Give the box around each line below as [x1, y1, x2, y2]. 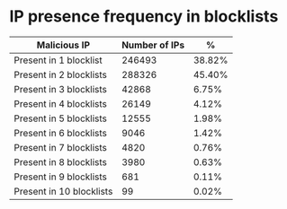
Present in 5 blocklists [13, 112, 108, 125]
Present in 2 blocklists [13, 68, 108, 81]
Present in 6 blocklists [13, 126, 108, 139]
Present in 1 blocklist [13, 54, 103, 66]
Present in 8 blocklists [13, 155, 108, 168]
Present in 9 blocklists [13, 170, 108, 183]
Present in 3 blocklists [13, 83, 108, 95]
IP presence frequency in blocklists [9, 6, 279, 27]
